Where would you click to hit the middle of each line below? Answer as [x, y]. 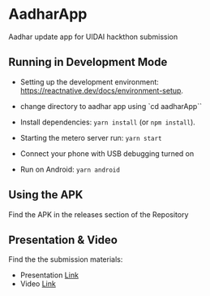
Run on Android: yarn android [70, 169]
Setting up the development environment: [90, 81]
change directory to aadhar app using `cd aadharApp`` [111, 106]
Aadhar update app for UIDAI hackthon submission [93, 37]
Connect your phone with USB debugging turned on [107, 153]
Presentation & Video [63, 239]
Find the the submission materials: [66, 259]
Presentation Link [49, 275]
